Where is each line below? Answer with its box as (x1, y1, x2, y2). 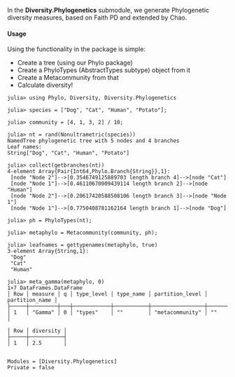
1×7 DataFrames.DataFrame (7, 285, 83, 292)
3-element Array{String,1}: (7, 248, 90, 255)
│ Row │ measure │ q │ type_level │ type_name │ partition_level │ (7, 291, 208, 298)
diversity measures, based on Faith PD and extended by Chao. (7, 13, 187, 22)
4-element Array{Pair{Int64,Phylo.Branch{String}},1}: (7, 168, 171, 175)
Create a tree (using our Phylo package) (17, 59, 133, 67)
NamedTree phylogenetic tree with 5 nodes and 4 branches (7, 137, 180, 144)
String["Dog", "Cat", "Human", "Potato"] (7, 150, 130, 157)
